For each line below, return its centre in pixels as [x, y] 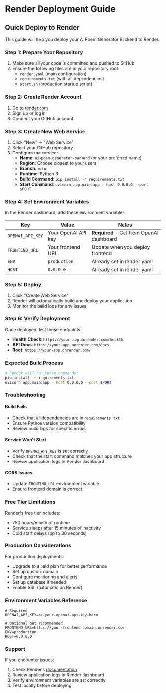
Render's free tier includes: [33, 513]
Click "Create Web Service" [41, 295]
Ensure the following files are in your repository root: [66, 69]
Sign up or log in [29, 113]
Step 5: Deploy [23, 285]
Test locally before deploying [42, 685]
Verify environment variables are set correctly [59, 680]
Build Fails [16, 407]
